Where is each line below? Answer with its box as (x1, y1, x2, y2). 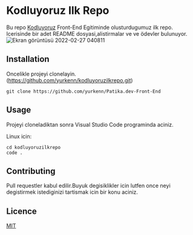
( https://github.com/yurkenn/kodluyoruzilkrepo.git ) (6, 76, 133, 84)
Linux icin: (6, 133, 32, 140)
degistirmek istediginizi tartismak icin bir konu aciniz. (6, 188, 138, 196)
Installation (6, 54, 50, 64)
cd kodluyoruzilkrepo (6, 144, 61, 150)
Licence (6, 206, 38, 216)
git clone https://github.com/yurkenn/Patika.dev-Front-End (6, 88, 162, 94)
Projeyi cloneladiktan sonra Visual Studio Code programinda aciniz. (6, 121, 174, 128)
